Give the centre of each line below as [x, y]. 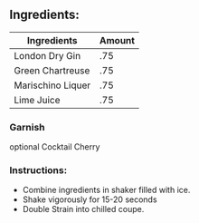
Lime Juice [37, 100]
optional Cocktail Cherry [55, 147]
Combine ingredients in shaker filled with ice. [106, 190]
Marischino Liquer [52, 85]
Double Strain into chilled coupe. [83, 209]
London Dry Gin [47, 55]
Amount [117, 40]
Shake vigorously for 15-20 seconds [90, 199]
